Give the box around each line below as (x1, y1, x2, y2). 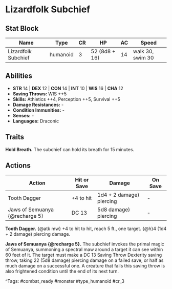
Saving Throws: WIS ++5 (12, 91, 67, 97)
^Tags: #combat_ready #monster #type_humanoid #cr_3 (5, 278, 124, 284)
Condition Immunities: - (12, 107, 65, 113)
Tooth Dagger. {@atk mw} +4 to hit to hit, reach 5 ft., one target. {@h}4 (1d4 (5, 225, 167, 232)
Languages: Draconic (12, 118, 59, 124)
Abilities (5, 72, 32, 80)
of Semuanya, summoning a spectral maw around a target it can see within (5, 246, 163, 253)
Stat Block (5, 24, 39, 33)
